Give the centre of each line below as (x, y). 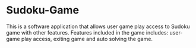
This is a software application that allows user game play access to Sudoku (98, 26)
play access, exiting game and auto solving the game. (87, 39)
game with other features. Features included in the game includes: (87, 32)
